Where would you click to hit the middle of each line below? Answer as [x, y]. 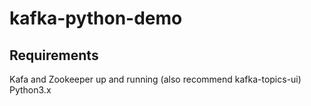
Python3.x [30, 90]
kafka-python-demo [96, 18]
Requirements [54, 55]
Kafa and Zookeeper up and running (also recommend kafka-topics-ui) [155, 79]
